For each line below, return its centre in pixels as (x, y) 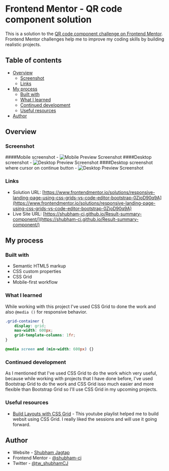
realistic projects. (23, 44)
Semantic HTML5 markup (39, 266)
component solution (49, 20)
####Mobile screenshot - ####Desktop (78, 157)
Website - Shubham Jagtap (41, 453)
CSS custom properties (37, 272)
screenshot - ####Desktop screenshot (79, 162)
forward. (22, 424)
